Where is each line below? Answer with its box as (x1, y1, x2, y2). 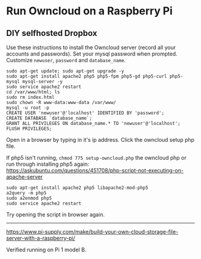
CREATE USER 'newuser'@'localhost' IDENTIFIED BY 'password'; (6, 110, 165, 116)
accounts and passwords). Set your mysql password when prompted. (6, 50, 178, 57)
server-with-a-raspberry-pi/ (6, 234, 75, 242)
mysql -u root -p (6, 105, 50, 111)
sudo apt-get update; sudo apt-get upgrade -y (6, 68, 124, 74)
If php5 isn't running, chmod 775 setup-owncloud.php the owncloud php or (6, 154, 187, 161)
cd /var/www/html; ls (6, 89, 60, 95)
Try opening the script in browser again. (6, 211, 105, 218)
